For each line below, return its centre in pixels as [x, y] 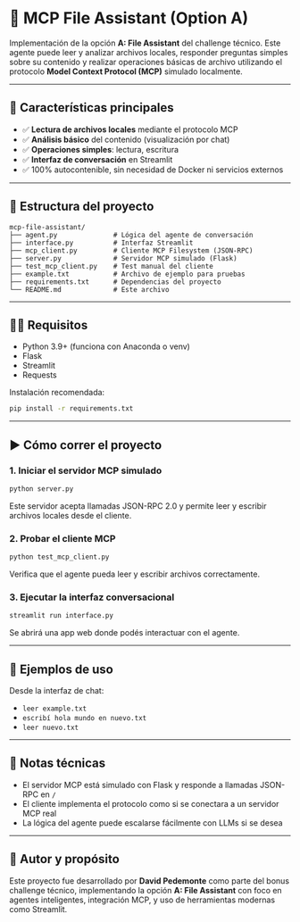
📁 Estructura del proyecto [82, 207]
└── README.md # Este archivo [89, 289]
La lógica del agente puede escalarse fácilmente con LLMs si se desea [152, 822]
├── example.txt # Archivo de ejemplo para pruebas [127, 274]
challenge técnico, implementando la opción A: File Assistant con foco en [146, 890]
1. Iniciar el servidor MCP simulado [86, 470]
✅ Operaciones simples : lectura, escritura [100, 149]
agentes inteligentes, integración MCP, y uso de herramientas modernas [142, 900]
